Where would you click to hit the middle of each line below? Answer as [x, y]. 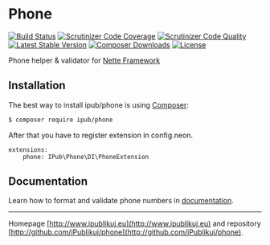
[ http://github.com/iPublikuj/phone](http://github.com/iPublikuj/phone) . [126, 232]
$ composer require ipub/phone [61, 120]
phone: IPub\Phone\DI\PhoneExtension [86, 157]
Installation [37, 86]
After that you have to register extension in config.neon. [101, 135]
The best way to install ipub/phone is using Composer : [98, 104]
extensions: [28, 149]
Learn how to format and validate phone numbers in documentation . [121, 201]
